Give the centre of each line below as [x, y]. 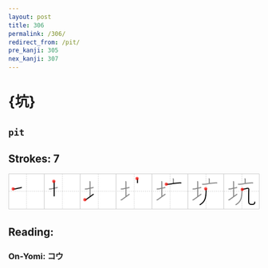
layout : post [30, 17]
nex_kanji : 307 [33, 59]
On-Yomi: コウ [36, 256]
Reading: [31, 232]
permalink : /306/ [37, 33]
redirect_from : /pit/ [44, 42]
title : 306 [26, 25]
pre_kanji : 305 [33, 51]
